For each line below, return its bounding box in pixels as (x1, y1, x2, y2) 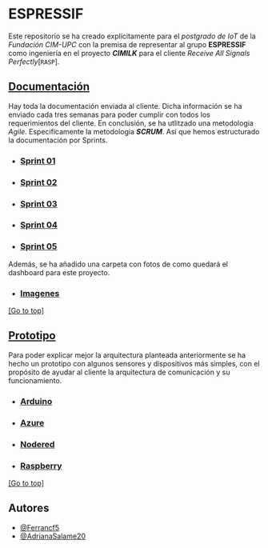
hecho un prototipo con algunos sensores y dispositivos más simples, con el (8, 358, 260, 368)
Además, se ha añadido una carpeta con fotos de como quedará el (8, 259, 228, 269)
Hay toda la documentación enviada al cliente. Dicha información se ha (8, 101, 242, 110)
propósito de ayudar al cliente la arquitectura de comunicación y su (8, 367, 230, 377)
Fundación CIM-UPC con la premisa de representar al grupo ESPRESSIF (8, 39, 246, 49)
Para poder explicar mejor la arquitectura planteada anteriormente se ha (8, 350, 246, 360)
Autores (8, 502, 50, 515)
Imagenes (19, 287, 60, 298)
